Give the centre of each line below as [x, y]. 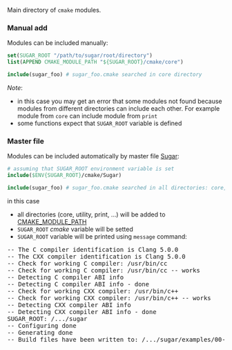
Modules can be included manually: [58, 43]
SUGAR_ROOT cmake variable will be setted [75, 229]
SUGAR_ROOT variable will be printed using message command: [102, 236]
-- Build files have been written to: [73, 339]
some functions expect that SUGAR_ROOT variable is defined [99, 123]
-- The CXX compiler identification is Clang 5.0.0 [97, 256]
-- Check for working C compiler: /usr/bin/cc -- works [104, 270]
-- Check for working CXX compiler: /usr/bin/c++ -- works [109, 298]
